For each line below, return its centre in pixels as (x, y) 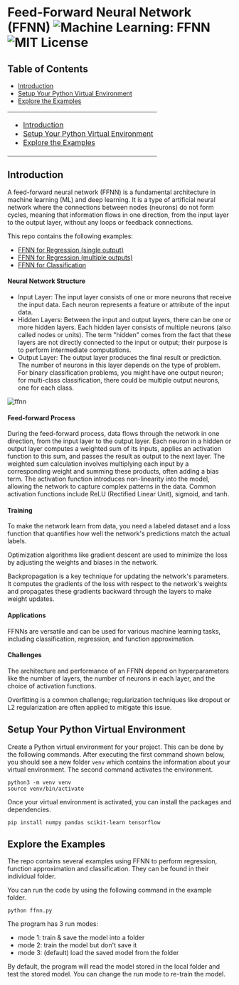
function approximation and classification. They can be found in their (108, 869)
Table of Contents (48, 69)
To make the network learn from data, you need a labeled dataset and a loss (119, 526)
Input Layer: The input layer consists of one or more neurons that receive (124, 297)
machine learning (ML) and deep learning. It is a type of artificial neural (111, 199)
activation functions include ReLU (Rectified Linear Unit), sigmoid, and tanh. (118, 494)
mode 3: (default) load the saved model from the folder (98, 953)
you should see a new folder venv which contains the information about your (119, 762)
